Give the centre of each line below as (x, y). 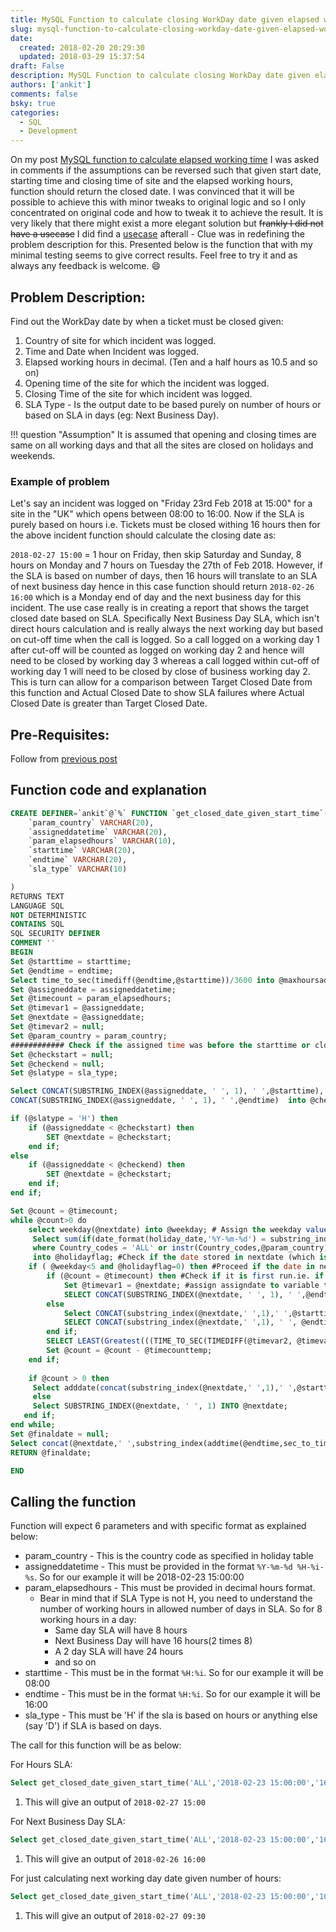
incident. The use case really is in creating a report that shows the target (160, 608)
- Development (48, 131)
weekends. (33, 455)
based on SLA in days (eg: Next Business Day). (122, 415)
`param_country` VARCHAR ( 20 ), (91, 822)
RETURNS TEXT (37, 896)
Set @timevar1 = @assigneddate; (77, 1008)
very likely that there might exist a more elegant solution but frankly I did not (167, 223)
